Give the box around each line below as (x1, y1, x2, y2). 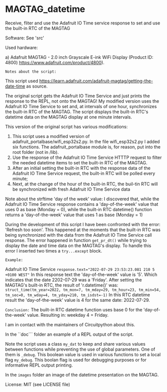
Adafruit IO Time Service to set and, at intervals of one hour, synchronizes (5, 103, 157, 109)
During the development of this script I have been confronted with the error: (5, 221, 161, 227)
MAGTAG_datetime (5, 3, 85, 15)
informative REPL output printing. (5, 362, 73, 368)
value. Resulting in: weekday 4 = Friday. (27, 312, 109, 318)
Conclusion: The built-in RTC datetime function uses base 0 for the (5, 306, 143, 312)
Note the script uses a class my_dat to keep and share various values (5, 341, 146, 347)
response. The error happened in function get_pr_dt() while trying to (5, 237, 147, 243)
